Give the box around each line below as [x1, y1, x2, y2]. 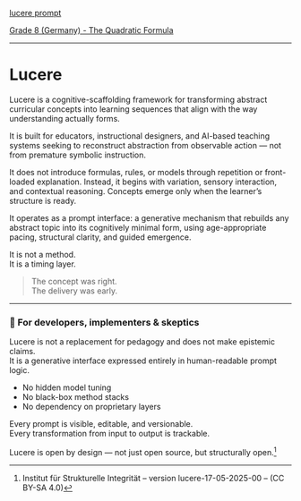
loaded [9, 176, 36, 187]
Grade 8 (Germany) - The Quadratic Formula [9, 25, 174, 35]
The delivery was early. [30, 285, 118, 296]
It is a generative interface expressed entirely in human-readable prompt [9, 355, 278, 366]
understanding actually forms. [9, 113, 121, 123]
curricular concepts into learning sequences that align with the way [9, 103, 258, 115]
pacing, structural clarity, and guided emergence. [9, 232, 192, 242]
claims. [9, 346, 36, 357]
